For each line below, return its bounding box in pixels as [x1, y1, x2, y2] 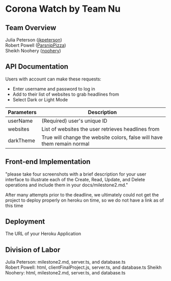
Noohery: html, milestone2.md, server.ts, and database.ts [5, 270, 126, 276]
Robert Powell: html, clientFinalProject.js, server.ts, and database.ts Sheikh [5, 264, 162, 270]
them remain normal [41, 140, 90, 147]
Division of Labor [5, 245, 61, 254]
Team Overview [5, 23, 56, 32]
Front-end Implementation [5, 157, 91, 166]
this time [5, 202, 23, 209]
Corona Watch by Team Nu [5, 3, 121, 15]
